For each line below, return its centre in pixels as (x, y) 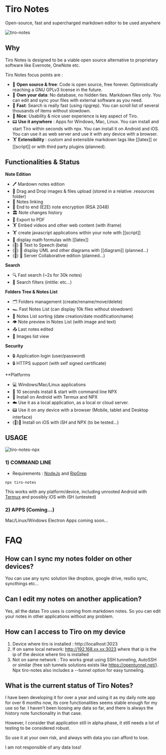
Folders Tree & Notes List (31, 292)
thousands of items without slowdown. (52, 110)
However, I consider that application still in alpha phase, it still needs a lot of (82, 723)
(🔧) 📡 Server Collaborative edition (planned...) (59, 255)
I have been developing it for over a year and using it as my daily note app (80, 698)
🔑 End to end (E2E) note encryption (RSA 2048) (61, 207)
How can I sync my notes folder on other (69, 559)
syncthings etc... (22, 583)
